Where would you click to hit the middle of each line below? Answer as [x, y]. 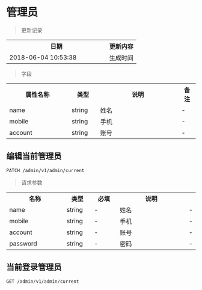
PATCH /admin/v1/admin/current [45, 170]
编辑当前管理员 [34, 156]
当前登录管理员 [34, 267]
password [23, 243]
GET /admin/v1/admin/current [43, 281]
